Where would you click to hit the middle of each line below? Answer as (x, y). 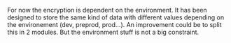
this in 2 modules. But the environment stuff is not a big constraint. (103, 32)
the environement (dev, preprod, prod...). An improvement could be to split (114, 25)
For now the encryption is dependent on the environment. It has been (107, 10)
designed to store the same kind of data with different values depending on (116, 17)
